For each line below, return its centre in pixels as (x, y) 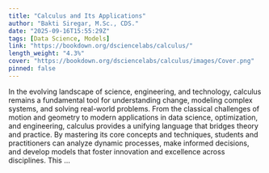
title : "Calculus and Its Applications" (78, 16)
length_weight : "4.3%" (46, 53)
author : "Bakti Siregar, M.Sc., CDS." (74, 23)
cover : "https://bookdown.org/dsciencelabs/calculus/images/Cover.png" (131, 61)
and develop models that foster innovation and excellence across (117, 151)
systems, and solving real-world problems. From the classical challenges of (134, 108)
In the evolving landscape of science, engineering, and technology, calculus (135, 91)
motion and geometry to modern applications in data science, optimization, (133, 117)
